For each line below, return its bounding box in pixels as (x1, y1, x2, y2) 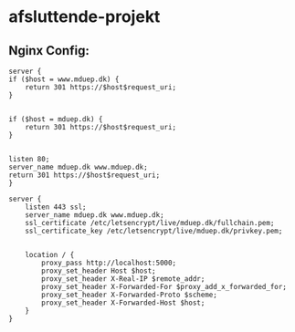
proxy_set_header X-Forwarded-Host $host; (41, 298, 205, 307)
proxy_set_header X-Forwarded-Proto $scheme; (41, 290, 218, 299)
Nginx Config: (8, 43, 90, 58)
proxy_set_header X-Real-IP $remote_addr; (41, 275, 205, 284)
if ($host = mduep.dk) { (8, 115, 103, 124)
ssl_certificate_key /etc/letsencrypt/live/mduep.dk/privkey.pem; (25, 226, 283, 235)
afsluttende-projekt (8, 6, 161, 27)
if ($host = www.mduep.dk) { (8, 75, 120, 84)
